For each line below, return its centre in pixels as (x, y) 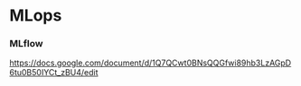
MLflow (26, 44)
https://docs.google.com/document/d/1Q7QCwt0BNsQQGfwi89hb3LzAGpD (150, 63)
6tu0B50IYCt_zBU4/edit (54, 73)
